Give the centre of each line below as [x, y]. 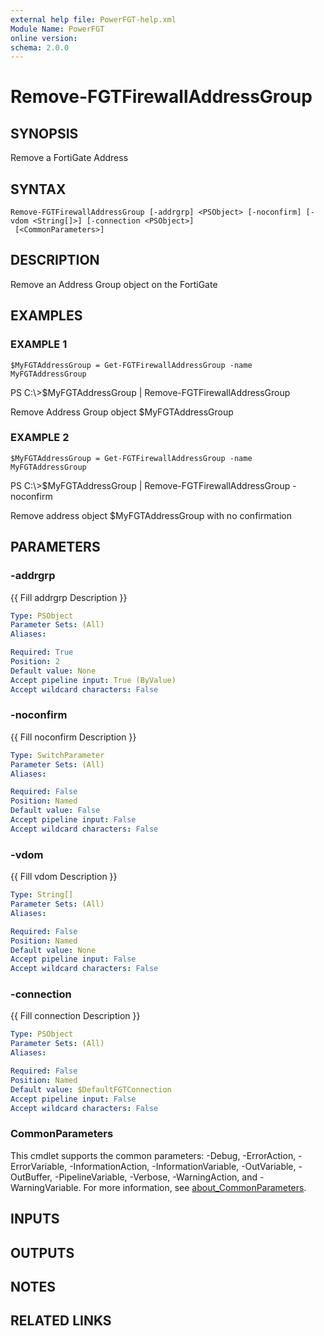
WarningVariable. [46, 1187]
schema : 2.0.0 [40, 47]
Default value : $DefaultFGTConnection [91, 1089]
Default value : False [55, 811]
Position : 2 [35, 662]
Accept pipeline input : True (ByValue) [93, 680]
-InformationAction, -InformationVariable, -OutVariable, [183, 1166]
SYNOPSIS [44, 133]
